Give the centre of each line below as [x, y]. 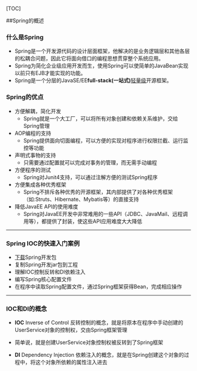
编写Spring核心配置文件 [43, 279]
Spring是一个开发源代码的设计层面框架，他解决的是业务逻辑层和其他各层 [102, 51]
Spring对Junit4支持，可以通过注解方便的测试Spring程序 [91, 177]
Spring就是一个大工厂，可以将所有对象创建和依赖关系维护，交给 [101, 118]
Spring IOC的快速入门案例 [43, 243]
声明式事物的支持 [35, 155]
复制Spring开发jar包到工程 [46, 264]
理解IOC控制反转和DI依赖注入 [50, 272]
